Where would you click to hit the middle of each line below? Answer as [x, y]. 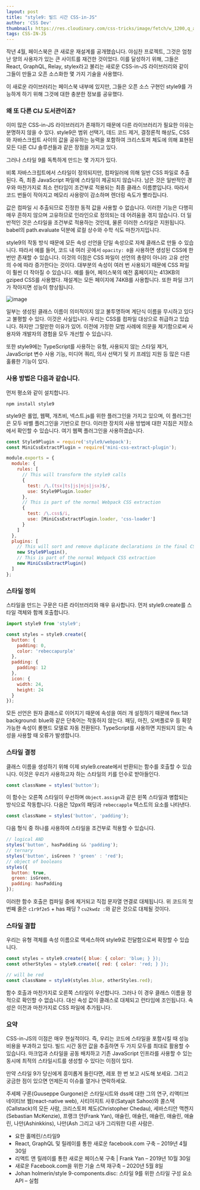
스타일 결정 [21, 753]
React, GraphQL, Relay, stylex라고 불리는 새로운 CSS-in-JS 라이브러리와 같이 [97, 67]
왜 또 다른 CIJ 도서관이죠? [41, 111]
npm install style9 [30, 404]
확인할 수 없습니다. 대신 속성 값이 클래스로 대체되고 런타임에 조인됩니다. [104, 1000]
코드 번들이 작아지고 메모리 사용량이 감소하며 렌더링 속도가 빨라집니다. [87, 195]
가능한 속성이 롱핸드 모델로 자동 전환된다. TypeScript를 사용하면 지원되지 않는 [96, 728]
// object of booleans [34, 862]
